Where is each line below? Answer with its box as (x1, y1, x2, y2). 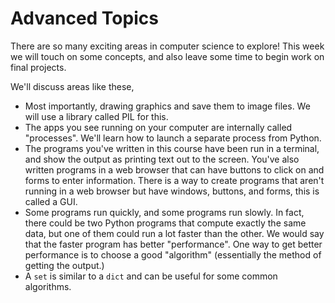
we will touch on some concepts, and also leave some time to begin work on (10, 50, 325, 62)
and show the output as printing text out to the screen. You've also (24, 153, 300, 165)
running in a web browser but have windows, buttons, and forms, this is (24, 185, 320, 197)
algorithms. (24, 280, 72, 292)
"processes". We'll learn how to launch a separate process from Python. (24, 132, 322, 144)
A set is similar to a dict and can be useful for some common (24, 270, 278, 282)
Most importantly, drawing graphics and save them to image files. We (24, 100, 311, 112)
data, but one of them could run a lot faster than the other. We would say (24, 227, 325, 239)
